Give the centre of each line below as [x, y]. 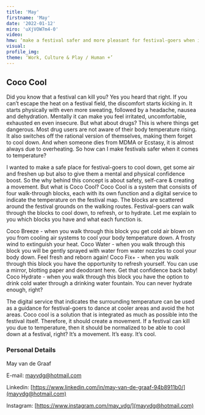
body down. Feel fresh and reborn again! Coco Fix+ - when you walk [92, 257]
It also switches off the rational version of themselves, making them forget [100, 136]
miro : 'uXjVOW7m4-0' [33, 29]
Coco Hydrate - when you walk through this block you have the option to [98, 277]
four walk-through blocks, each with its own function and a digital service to [102, 193]
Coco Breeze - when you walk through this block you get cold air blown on [100, 231]
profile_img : [23, 52]
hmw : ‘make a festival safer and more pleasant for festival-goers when [101, 40]
